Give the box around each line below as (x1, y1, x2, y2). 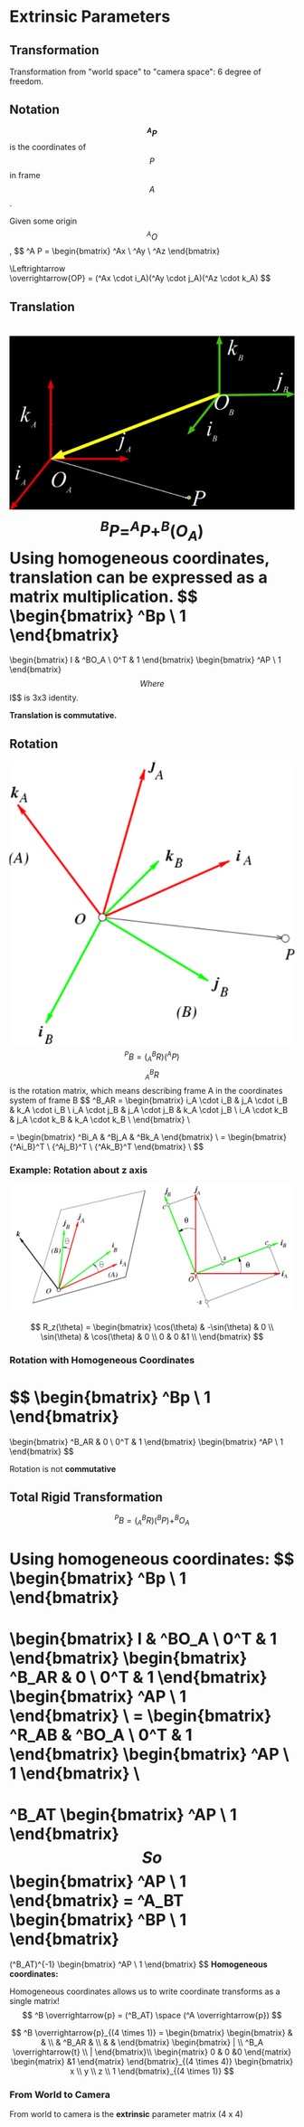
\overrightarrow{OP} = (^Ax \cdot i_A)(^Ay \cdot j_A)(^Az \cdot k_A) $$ (9, 273, 271, 284)
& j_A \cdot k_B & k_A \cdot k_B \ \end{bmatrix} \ (9, 1115, 190, 1125)
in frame (9, 170, 41, 181)
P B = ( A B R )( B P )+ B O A (114, 1514, 190, 1528)
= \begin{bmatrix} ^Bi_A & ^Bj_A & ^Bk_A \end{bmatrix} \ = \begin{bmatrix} (9, 1132, 287, 1143)
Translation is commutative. (9, 710, 118, 721)
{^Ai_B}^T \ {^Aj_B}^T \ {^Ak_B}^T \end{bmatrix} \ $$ (9, 1142, 204, 1153)
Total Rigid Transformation (9, 1489, 163, 1505)
